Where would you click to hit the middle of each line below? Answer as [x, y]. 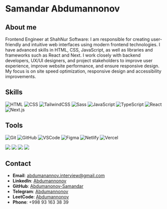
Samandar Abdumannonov [63, 9]
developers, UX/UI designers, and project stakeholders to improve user [79, 60]
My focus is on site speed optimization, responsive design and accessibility [83, 71]
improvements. [21, 76]
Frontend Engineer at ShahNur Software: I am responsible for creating [77, 39]
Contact [18, 164]
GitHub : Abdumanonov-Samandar [48, 186]
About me [21, 27]
